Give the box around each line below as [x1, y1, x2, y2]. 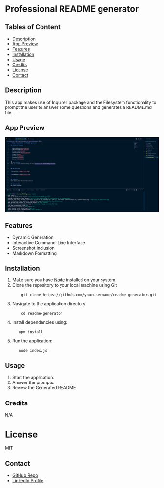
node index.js [19, 348, 48, 353]
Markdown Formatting [12, 250, 57, 256]
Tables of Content [5, 23, 61, 31]
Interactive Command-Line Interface [12, 239, 85, 245]
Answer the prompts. [12, 380, 55, 385]
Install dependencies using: [12, 319, 68, 325]
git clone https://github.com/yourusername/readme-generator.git [21, 292, 157, 297]
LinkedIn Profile [12, 477, 44, 483]
